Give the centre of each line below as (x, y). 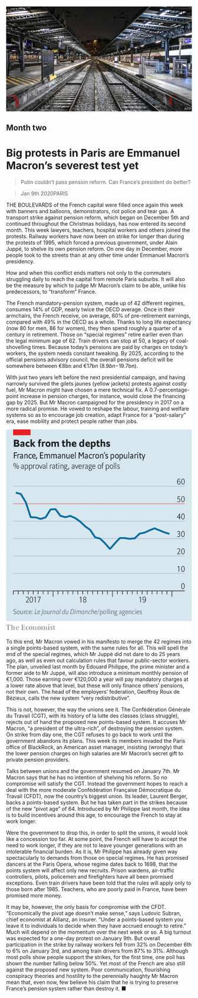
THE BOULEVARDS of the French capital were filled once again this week (95, 205)
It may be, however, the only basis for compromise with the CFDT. (86, 906)
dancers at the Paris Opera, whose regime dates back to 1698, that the (92, 864)
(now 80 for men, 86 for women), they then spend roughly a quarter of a (94, 328)
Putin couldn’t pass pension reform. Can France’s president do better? (105, 182)
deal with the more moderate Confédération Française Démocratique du (93, 790)
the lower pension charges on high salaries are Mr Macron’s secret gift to (95, 753)
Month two (27, 128)
